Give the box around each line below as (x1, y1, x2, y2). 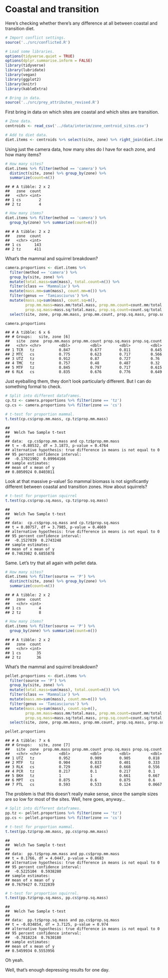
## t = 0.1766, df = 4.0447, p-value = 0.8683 (5, 855, 104, 861)
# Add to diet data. (5, 133, 48, 138)
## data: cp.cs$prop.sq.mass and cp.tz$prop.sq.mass (5, 520, 120, 525)
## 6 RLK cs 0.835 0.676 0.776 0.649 (5, 370, 162, 375)
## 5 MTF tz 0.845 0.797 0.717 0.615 (5, 365, 162, 370)
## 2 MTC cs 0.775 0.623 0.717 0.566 (5, 352, 162, 357)
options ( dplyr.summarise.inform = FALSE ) (5, 58, 93, 63)
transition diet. (5, 25, 35, 31)
